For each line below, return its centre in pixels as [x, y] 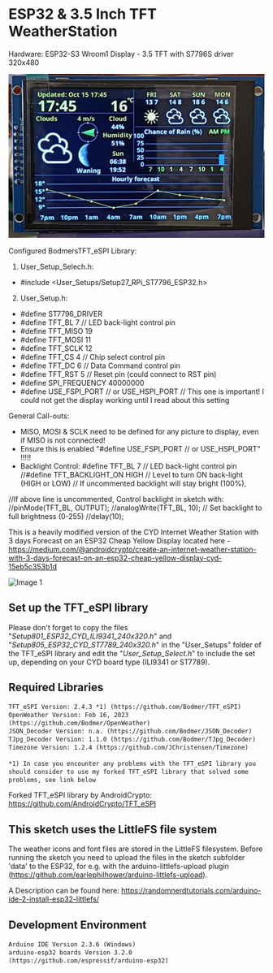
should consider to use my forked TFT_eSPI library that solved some [129, 772]
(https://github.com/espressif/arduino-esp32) [89, 961]
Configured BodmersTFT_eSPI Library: [73, 251]
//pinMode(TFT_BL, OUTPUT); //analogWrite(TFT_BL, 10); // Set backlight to [135, 508]
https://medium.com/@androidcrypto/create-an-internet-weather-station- [132, 549]
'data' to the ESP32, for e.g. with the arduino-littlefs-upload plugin [119, 867]
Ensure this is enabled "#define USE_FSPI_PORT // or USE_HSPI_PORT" [141, 448]
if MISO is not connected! [63, 440]
